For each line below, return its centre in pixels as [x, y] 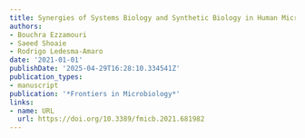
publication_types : [46, 77]
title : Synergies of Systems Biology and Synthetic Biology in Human [144, 18]
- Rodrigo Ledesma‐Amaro [56, 52]
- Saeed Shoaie [38, 43]
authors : [26, 26]
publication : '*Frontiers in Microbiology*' [95, 94]
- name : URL [32, 111]
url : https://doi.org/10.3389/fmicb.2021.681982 [111, 119]
